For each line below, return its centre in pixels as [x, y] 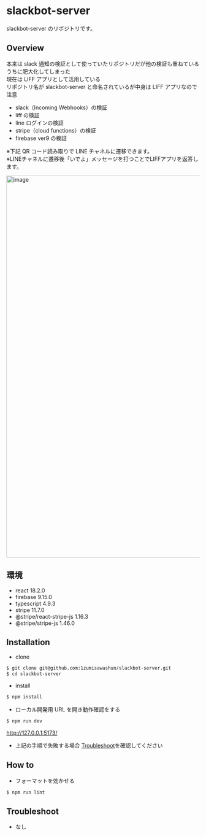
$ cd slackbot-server [34, 674]
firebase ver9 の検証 [41, 138]
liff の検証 [27, 115]
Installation [28, 642]
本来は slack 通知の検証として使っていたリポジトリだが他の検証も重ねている [103, 64]
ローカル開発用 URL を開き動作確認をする [68, 709]
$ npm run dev [25, 721]
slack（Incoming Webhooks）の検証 [61, 107]
